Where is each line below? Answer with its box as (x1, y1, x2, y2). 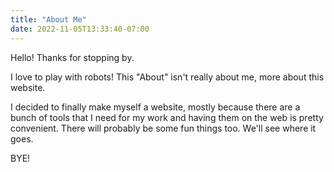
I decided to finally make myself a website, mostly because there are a (10, 101, 301, 113)
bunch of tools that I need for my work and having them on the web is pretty (10, 111, 324, 123)
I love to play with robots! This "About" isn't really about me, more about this (10, 71, 325, 83)
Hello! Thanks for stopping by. (10, 51, 135, 63)
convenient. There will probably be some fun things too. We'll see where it (10, 122, 317, 134)
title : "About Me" (10, 14, 87, 25)
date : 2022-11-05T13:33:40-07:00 (10, 24, 150, 34)
